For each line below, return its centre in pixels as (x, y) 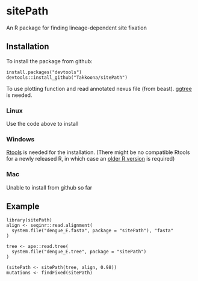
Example (23, 207)
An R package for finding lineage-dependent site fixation (77, 28)
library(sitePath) (29, 220)
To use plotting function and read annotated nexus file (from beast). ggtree (99, 88)
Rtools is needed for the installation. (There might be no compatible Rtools (98, 152)
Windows (20, 139)
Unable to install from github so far (49, 187)
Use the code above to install (42, 124)
